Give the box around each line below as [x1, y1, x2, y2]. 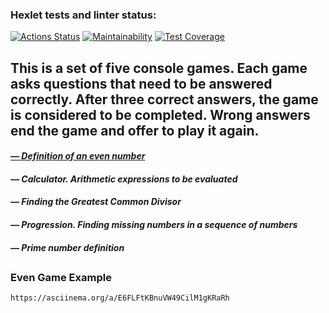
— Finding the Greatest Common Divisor [10, 196, 182, 208]
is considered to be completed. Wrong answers [10, 106, 311, 123]
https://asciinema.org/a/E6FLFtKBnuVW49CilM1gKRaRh [10, 293, 230, 303]
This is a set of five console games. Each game [10, 59, 308, 77]
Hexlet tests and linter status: [10, 8, 157, 22]
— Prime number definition [10, 241, 125, 253]
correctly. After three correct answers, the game [10, 91, 319, 108]
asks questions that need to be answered [10, 75, 273, 92]
